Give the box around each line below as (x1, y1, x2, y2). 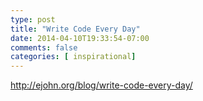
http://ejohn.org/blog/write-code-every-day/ (10, 79, 193, 91)
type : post (10, 14, 56, 25)
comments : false (10, 42, 78, 53)
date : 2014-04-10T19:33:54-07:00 (10, 33, 150, 43)
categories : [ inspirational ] (10, 52, 137, 62)
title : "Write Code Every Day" (10, 24, 141, 34)
